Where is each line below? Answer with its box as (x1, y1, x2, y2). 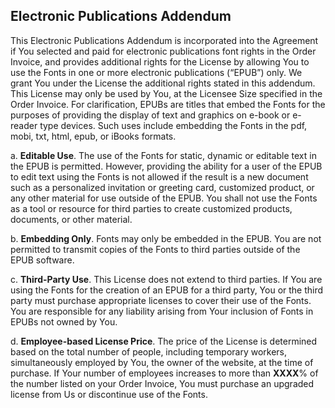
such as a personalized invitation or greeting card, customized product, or (10, 181, 315, 193)
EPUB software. (10, 254, 75, 266)
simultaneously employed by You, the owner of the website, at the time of (10, 356, 314, 368)
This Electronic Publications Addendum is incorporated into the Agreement (10, 34, 319, 46)
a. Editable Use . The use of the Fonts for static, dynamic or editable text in (10, 149, 317, 161)
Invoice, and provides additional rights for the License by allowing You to (10, 55, 310, 68)
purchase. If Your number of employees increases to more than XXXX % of (10, 367, 319, 379)
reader (10, 119, 38, 131)
